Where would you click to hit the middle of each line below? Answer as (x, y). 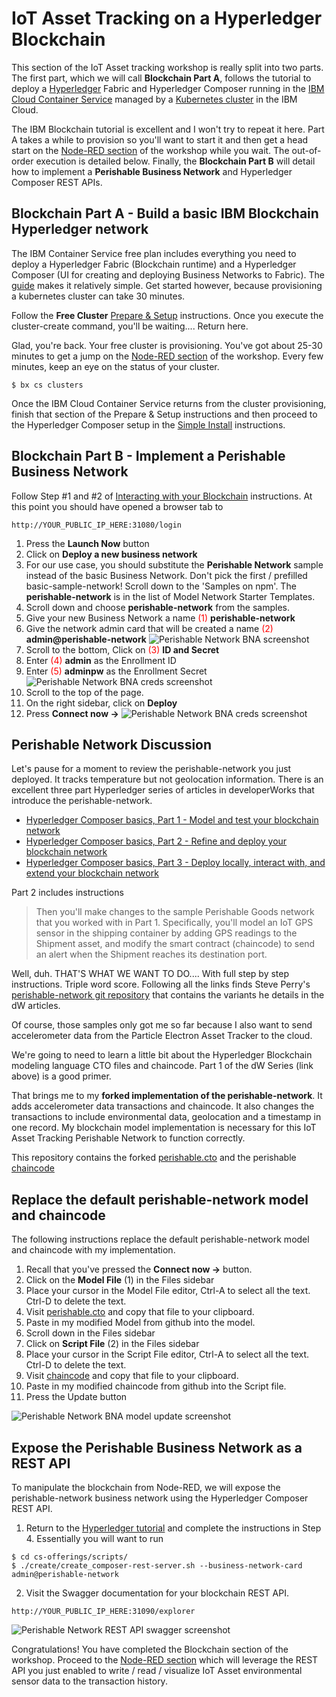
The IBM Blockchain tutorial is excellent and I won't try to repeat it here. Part (168, 129)
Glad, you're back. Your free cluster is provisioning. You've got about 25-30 (167, 345)
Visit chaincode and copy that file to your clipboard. (132, 1376)
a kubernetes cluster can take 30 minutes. (98, 296)
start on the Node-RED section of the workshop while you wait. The (150, 150)
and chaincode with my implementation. (93, 1250)
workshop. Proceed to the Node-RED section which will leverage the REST (165, 1660)
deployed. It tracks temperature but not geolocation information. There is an (167, 779)
